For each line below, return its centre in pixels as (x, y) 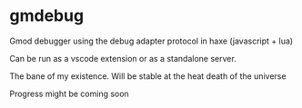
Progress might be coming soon (69, 93)
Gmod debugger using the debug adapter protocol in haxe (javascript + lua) (151, 41)
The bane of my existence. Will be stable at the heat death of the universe (148, 76)
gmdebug (47, 16)
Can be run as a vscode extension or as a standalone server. (123, 58)
